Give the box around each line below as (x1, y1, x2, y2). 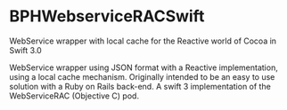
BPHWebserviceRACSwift (9, 6, 205, 27)
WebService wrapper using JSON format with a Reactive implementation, (9, 62, 278, 73)
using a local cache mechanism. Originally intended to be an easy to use (9, 71, 275, 82)
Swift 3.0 (9, 44, 42, 55)
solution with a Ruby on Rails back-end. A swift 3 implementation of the (9, 81, 272, 91)
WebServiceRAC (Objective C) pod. (9, 90, 140, 101)
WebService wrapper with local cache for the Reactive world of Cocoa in (9, 35, 277, 46)
